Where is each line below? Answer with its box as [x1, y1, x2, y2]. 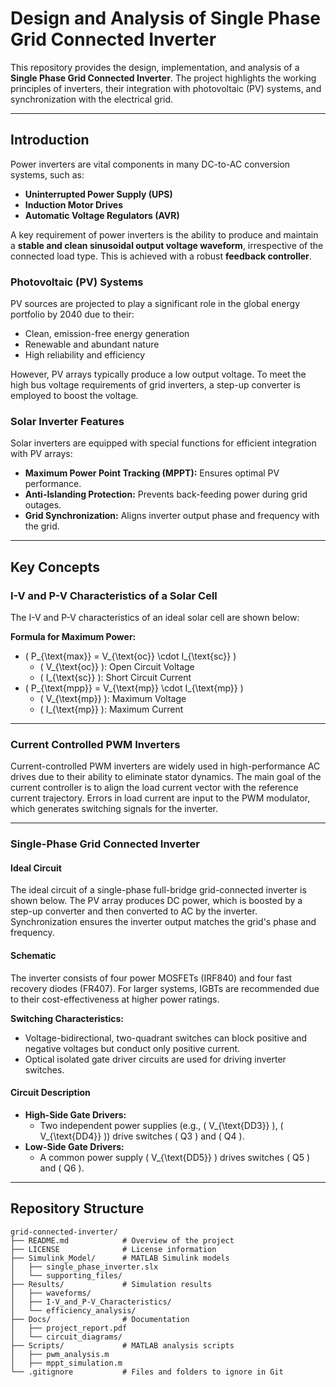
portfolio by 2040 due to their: [10, 308, 135, 321]
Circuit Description [10, 1087, 91, 1099]
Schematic [10, 950, 57, 962]
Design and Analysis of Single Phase [10, 7, 321, 30]
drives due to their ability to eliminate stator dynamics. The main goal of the [10, 771, 322, 783]
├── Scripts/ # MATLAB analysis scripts [10, 1340, 235, 1351]
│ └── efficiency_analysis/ [10, 1305, 137, 1316]
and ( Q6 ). [39, 1162, 85, 1174]
